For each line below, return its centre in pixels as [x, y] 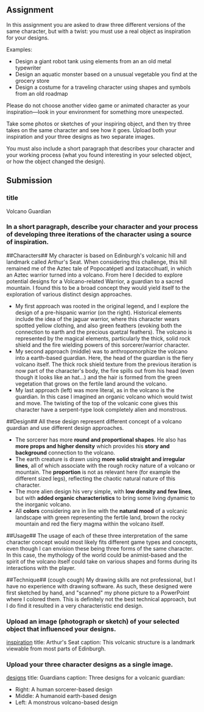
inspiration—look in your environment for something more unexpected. [95, 111]
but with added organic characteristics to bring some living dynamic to [105, 498]
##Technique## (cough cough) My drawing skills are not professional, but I [101, 580]
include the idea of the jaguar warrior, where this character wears [97, 319]
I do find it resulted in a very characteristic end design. [75, 605]
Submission [30, 181]
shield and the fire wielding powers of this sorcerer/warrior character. [102, 345]
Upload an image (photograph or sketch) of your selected [93, 621]
